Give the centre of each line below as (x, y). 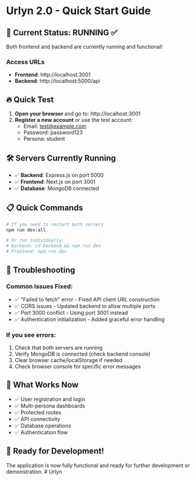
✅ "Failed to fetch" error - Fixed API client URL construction (87, 299)
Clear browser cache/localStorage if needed (68, 360)
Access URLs (26, 62)
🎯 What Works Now (42, 385)
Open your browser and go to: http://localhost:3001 (77, 114)
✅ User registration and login (50, 399)
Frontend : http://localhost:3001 (53, 75)
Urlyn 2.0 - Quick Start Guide (79, 11)
